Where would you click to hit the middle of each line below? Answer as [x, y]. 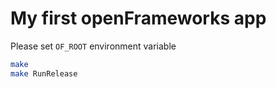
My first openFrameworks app [138, 18]
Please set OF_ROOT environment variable [93, 46]
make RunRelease [44, 73]
